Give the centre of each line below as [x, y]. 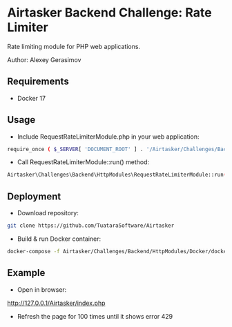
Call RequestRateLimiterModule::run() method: [83, 162]
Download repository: [48, 213]
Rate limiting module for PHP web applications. [74, 46]
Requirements [38, 82]
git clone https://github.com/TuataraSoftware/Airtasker [91, 226]
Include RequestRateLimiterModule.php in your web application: [108, 137]
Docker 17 [31, 98]
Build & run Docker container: [59, 239]
